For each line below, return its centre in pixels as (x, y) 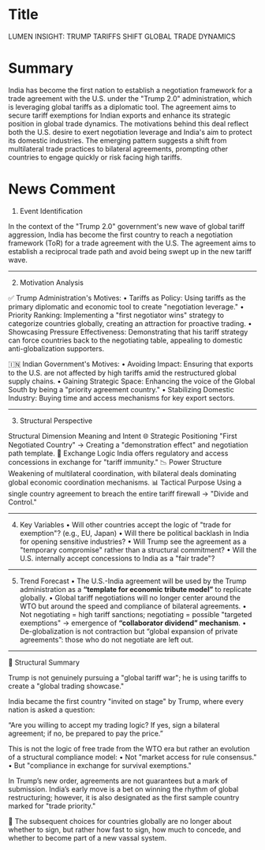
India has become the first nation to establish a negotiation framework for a (131, 90)
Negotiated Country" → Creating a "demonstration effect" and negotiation (128, 444)
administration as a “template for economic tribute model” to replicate (136, 589)
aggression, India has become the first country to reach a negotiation (121, 234)
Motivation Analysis (52, 283)
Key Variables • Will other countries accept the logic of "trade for (125, 524)
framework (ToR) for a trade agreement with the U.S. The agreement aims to (132, 243)
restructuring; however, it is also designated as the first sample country (124, 797)
